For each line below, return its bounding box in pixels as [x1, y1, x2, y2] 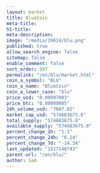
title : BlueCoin [6, 15, 48, 21]
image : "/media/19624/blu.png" [6, 37, 87, 44]
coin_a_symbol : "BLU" [6, 77, 62, 83]
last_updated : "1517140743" [6, 145, 79, 152]
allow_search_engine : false [6, 49, 79, 55]
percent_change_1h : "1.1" [6, 129, 72, 135]
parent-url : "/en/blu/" [6, 152, 67, 158]
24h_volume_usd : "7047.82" [6, 106, 75, 112]
